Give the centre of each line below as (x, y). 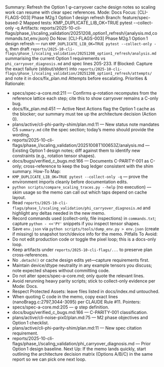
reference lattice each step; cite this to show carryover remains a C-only (85, 98)
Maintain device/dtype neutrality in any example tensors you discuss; (82, 265)
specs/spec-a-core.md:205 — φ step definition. (60, 307)
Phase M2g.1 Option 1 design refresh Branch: (76, 17)
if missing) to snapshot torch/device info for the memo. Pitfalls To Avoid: (85, 234)
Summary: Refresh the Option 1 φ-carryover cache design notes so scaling (80, 7)
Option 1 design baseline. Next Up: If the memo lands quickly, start (79, 349)
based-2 (14, 23)
